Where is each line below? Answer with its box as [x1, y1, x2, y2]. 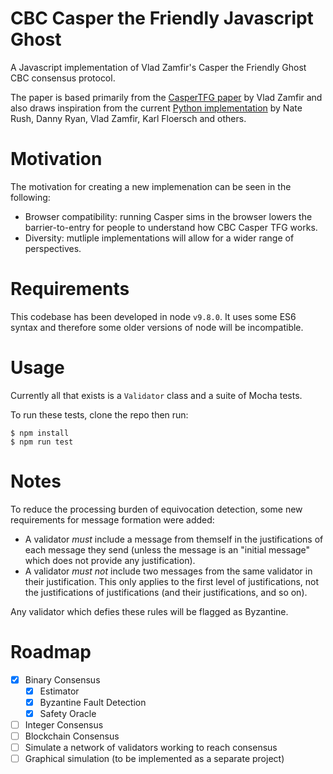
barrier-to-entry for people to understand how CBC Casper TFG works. [24, 221, 318, 233]
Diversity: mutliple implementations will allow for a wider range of [24, 232, 295, 244]
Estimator [39, 685, 80, 697]
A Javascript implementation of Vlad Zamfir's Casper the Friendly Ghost [10, 61, 307, 73]
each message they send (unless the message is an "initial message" [24, 543, 311, 556]
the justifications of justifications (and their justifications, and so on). [24, 586, 308, 598]
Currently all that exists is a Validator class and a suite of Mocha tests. [10, 389, 303, 401]
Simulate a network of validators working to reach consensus [24, 742, 278, 753]
